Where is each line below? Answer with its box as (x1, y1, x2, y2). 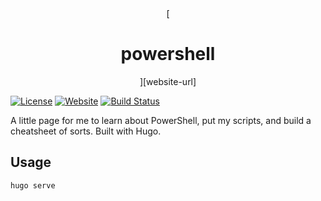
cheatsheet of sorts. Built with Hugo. (10, 125, 162, 137)
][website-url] (139, 75, 197, 87)
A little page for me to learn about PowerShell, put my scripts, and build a (10, 114, 312, 126)
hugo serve (10, 180, 56, 191)
